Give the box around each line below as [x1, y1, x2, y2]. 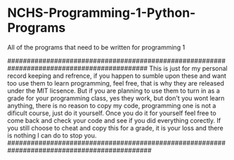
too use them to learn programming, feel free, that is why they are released [7, 79, 225, 87]
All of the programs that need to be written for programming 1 [7, 43, 186, 51]
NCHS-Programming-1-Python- [7, 5, 196, 21]
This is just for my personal [149, 64, 228, 72]
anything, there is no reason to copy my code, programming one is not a [7, 101, 216, 109]
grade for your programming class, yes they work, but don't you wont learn [7, 93, 225, 102]
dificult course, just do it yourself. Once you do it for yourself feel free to [7, 109, 216, 117]
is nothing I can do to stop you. [7, 131, 97, 140]
